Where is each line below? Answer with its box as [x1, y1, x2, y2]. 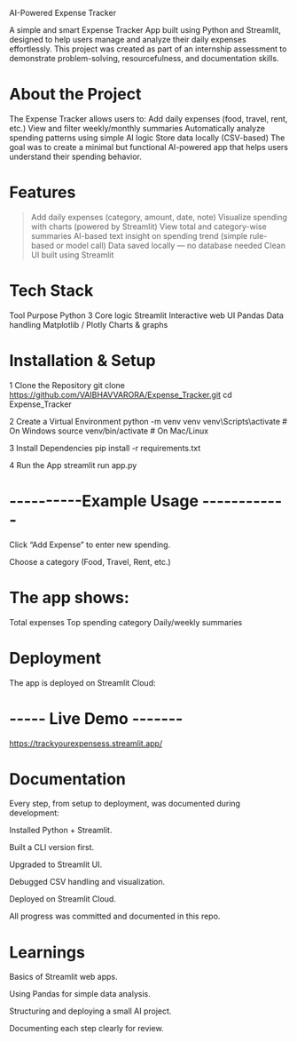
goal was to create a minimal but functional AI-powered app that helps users [9, 141, 289, 152]
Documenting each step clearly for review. [9, 1023, 164, 1034]
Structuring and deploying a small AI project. [9, 1006, 172, 1016]
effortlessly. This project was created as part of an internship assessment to [9, 44, 287, 54]
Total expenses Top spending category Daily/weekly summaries [9, 616, 243, 627]
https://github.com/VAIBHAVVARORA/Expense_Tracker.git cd [9, 389, 232, 400]
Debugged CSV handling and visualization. [9, 877, 166, 887]
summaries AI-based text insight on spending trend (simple [30, 230, 248, 241]
